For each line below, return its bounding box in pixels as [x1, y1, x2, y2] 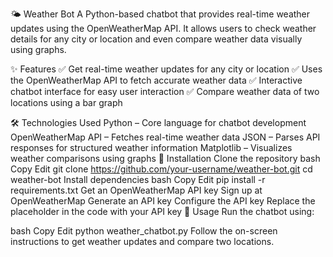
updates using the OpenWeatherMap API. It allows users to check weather [10, 23, 317, 34]
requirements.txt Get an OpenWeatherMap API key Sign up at [10, 184, 263, 196]
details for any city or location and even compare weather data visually [10, 33, 303, 45]
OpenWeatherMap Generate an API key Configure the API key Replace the [10, 195, 316, 207]
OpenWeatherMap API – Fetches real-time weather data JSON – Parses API [10, 131, 321, 143]
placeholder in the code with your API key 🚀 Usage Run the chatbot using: [10, 206, 315, 217]
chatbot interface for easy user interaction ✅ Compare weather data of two [10, 86, 320, 97]
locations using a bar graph [10, 97, 123, 108]
